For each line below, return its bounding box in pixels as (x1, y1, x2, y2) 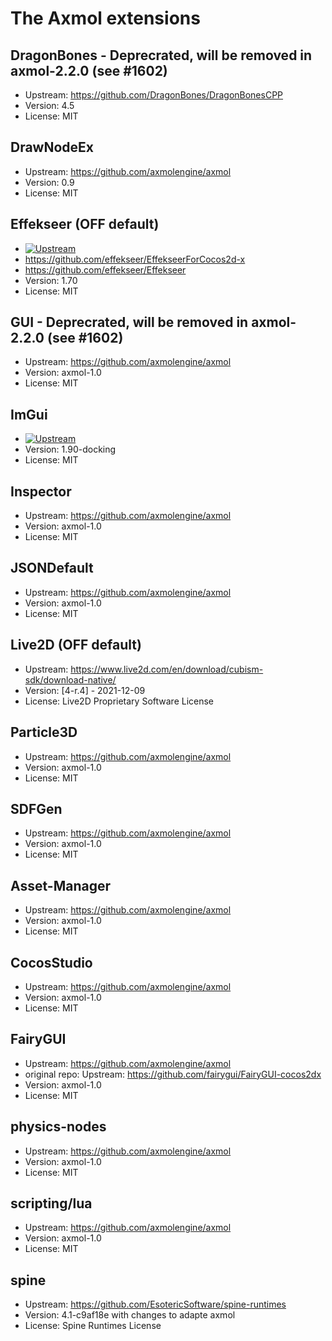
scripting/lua (10, 1195, 93, 1212)
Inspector (10, 483, 72, 500)
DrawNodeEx (10, 139, 95, 156)
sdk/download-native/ (24, 673, 117, 686)
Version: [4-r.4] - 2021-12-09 (24, 684, 146, 696)
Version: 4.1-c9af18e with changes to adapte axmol (24, 1309, 236, 1321)
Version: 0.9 (24, 176, 75, 188)
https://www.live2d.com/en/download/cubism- (70, 663, 264, 675)
